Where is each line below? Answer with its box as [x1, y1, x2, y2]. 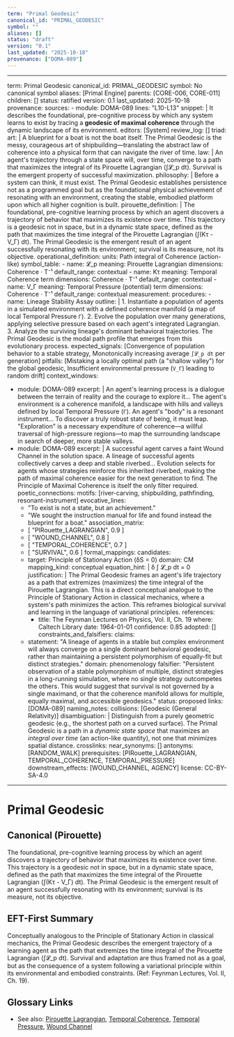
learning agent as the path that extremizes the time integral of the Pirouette [7, 946, 223, 955]
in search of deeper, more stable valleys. [17, 437, 134, 445]
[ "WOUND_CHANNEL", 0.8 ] [27, 533, 109, 542]
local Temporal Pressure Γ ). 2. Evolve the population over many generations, [7, 312, 226, 320]
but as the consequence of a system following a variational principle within [7, 961, 222, 970]
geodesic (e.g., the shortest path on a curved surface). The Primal [27, 719, 218, 727]
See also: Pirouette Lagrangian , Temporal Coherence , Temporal [17, 1015, 200, 1023]
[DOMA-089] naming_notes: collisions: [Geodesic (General [27, 704, 197, 713]
